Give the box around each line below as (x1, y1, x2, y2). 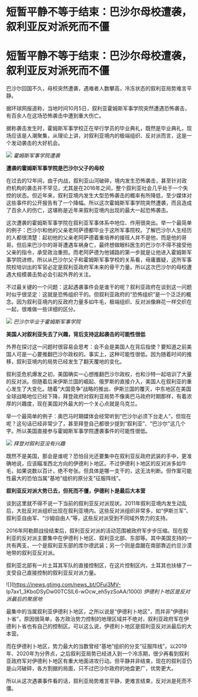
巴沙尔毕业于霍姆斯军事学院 (13, 318, 81, 325)
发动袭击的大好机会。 (11, 139, 63, 146)
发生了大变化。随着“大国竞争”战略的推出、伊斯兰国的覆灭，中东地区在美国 (11, 385, 192, 393)
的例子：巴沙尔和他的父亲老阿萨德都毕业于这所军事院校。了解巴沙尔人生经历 (6, 227, 192, 234)
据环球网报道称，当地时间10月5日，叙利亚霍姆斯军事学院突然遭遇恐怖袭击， (6, 105, 190, 112)
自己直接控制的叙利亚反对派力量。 (16, 569, 99, 577)
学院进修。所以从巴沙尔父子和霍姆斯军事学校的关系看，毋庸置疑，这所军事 (11, 256, 192, 263)
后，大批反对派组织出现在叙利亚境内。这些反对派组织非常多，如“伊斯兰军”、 (6, 507, 192, 514)
